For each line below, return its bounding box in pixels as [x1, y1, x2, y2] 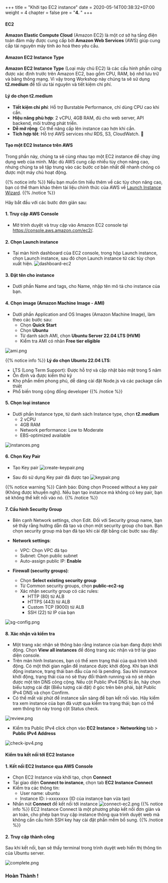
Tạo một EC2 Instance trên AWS [5, 142, 73, 148]
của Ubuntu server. [5, 850, 45, 856]
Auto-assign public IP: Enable [20, 558, 82, 564]
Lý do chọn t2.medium [5, 93, 53, 99]
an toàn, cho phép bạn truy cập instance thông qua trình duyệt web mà [12, 812, 159, 818]
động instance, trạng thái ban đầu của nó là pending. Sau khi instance [12, 668, 157, 674]
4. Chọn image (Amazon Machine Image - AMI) [5, 300, 105, 306]
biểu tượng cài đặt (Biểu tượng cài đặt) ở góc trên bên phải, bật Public [12, 684, 156, 690]
